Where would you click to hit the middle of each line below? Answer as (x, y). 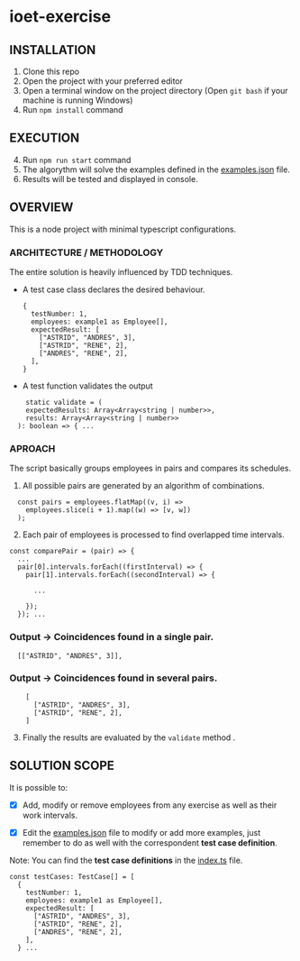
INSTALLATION (53, 50)
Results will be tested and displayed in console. (110, 178)
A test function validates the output (87, 386)
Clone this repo (50, 71)
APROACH (32, 448)
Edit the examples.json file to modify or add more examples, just (141, 832)
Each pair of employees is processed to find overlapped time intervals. (154, 535)
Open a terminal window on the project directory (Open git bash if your (155, 91)
